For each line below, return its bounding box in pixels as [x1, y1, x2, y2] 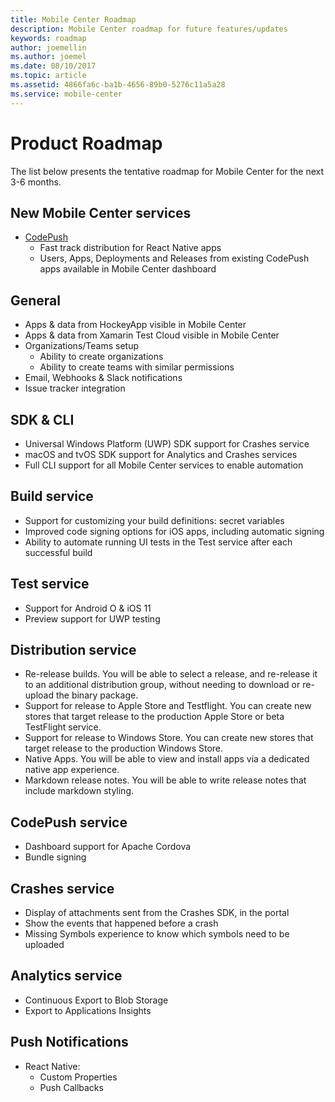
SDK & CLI [10, 411, 75, 428]
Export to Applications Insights [24, 1004, 152, 1016]
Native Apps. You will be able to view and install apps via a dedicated [24, 753, 310, 765]
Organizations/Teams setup [24, 340, 139, 352]
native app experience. [24, 764, 120, 776]
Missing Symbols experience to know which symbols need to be [24, 928, 290, 940]
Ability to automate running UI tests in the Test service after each [24, 536, 293, 548]
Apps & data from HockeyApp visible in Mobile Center [24, 319, 247, 331]
